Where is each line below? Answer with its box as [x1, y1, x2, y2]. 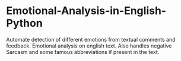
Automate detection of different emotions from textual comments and [6, 36, 176, 43]
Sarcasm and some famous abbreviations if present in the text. [6, 48, 160, 55]
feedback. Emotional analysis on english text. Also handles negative [6, 42, 172, 49]
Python [6, 16, 43, 30]
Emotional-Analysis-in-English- [6, 4, 167, 18]
